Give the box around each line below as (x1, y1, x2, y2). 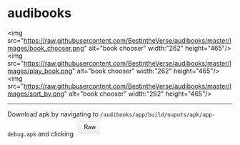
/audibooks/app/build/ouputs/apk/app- (99, 111, 216, 119)
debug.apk (7, 131, 37, 138)
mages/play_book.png (7, 66, 73, 75)
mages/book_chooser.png (7, 44, 84, 52)
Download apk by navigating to (7, 109, 99, 119)
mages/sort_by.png (7, 89, 65, 98)
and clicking (38, 129, 74, 138)
